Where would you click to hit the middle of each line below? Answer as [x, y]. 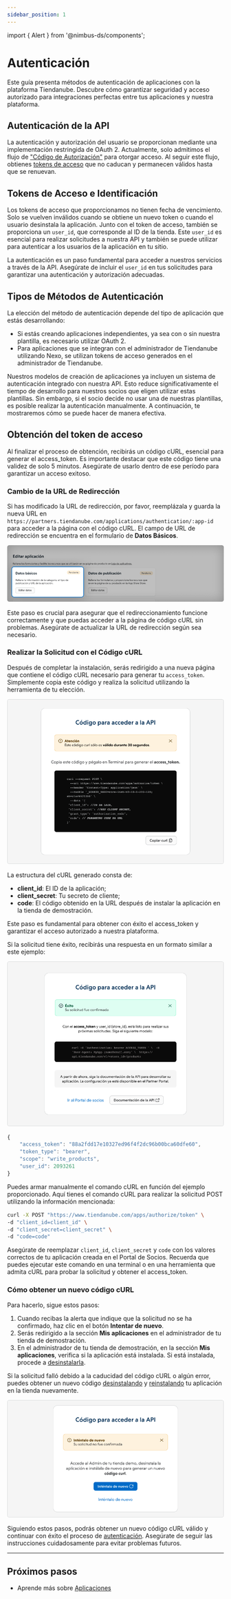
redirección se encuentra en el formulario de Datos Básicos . [93, 536]
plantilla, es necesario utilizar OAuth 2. [71, 341]
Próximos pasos [42, 1571]
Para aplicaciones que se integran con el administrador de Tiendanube [117, 348]
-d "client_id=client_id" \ [47, 1222]
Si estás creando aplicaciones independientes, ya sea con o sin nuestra [119, 334]
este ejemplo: [26, 952]
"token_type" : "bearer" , [55, 1152]
